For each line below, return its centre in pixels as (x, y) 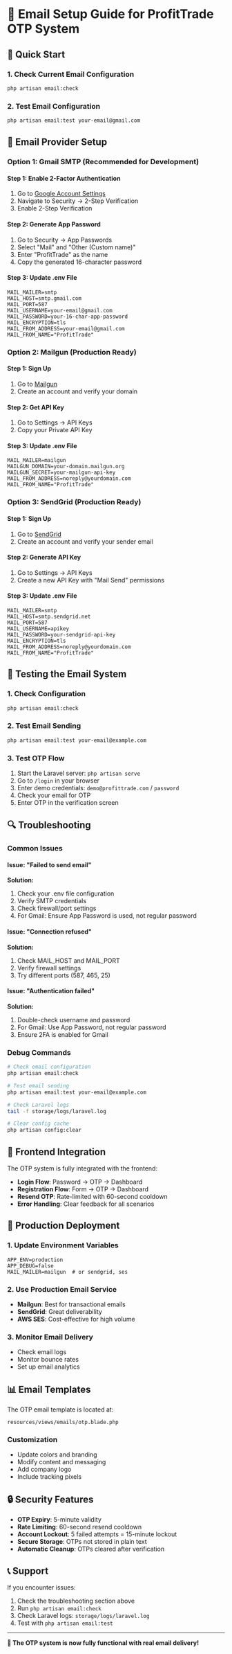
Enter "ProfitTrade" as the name (62, 254)
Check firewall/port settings (57, 908)
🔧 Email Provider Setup (57, 142)
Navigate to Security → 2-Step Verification (78, 201)
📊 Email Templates (49, 1389)
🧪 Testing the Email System (67, 674)
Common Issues (35, 848)
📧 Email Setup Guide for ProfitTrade (110, 14)
